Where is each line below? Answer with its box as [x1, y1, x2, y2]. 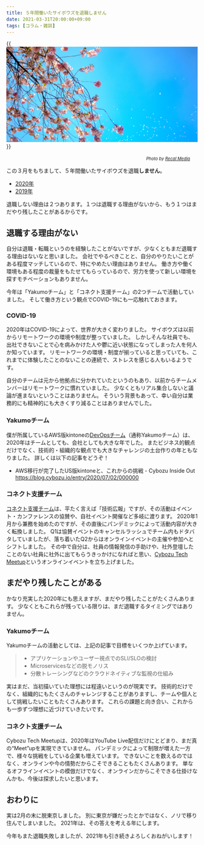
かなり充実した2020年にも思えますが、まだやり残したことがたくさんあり [6, 595, 190, 602]
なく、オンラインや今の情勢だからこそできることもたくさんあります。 [6, 760, 182, 767]
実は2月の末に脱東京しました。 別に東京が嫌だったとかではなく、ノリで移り [6, 812, 197, 819]
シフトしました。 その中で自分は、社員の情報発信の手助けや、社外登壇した [6, 542, 194, 550]
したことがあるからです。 [27, 208, 91, 216]
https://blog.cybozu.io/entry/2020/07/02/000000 [15, 474, 139, 481]
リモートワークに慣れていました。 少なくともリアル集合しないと [27, 385, 189, 392]
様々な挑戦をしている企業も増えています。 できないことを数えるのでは [16, 752, 193, 759]
